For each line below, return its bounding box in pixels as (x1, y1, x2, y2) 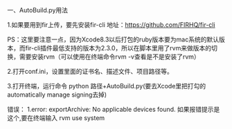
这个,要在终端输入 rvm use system (7, 114, 105, 122)
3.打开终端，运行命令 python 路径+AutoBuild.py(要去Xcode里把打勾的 (7, 82, 206, 90)
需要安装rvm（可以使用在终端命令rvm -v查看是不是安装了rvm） (19, 52, 201, 61)
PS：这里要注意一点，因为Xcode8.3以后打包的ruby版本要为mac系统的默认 (7, 35, 220, 43)
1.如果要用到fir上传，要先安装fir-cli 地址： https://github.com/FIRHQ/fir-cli (7, 21, 216, 29)
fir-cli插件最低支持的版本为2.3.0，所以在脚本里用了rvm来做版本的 (25, 44, 212, 52)
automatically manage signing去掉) (7, 90, 107, 99)
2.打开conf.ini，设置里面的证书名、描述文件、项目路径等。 (7, 68, 173, 75)
